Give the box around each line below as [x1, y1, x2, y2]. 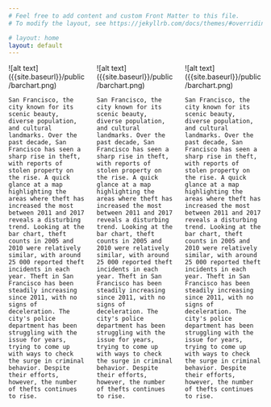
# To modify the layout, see [8, 19, 106, 27]
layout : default [8, 41, 63, 49]
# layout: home [8, 34, 60, 42]
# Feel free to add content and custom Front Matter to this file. [8, 11, 240, 20]
